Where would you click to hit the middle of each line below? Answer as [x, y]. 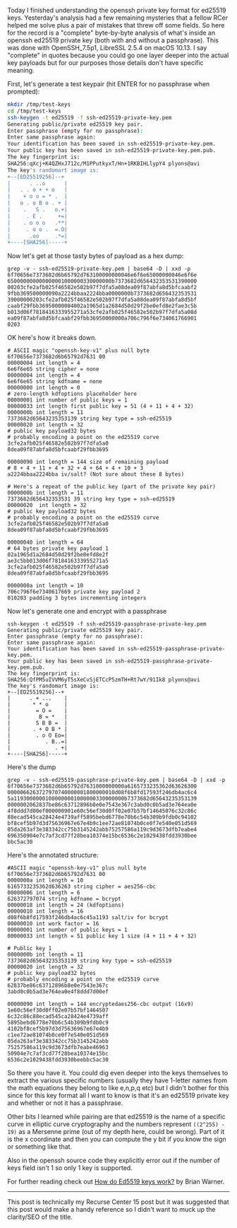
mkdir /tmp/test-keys [39, 105]
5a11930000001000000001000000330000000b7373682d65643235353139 [102, 799]
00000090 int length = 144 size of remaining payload [88, 462]
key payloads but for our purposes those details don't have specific [105, 63]
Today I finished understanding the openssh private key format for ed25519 [117, 10]
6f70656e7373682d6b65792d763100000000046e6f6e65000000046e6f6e [102, 275]
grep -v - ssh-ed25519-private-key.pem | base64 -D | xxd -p [99, 269]
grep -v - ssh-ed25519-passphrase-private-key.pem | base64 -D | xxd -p [116, 780]
